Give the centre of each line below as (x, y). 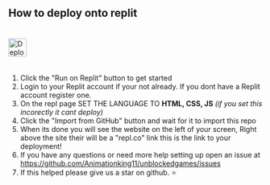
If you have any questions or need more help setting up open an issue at (140, 154)
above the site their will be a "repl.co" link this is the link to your (125, 138)
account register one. (56, 95)
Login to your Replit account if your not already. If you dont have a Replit (140, 86)
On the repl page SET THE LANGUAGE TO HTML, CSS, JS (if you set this (141, 103)
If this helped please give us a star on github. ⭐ (98, 172)
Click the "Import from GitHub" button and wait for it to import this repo (138, 121)
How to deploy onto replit (73, 13)
